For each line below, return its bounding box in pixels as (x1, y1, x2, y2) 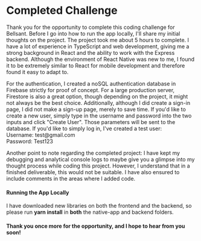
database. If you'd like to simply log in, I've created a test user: (6, 125, 162, 132)
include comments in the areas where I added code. (6, 175, 136, 182)
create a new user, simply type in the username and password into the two (6, 112, 192, 119)
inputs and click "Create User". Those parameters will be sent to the (6, 118, 176, 125)
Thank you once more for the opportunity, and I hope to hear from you (6, 222, 185, 230)
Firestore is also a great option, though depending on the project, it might (6, 93, 188, 100)
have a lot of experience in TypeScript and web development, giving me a (6, 43, 190, 50)
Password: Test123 (6, 137, 53, 145)
